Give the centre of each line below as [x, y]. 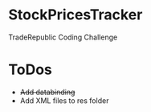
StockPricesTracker [75, 15]
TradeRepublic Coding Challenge [63, 37]
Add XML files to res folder [64, 100]
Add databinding [47, 92]
